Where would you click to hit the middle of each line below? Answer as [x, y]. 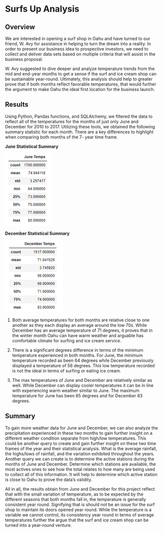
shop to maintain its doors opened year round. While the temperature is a [78, 510]
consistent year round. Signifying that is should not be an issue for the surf [80, 504]
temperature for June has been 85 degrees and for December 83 [77, 395]
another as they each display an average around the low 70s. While [79, 325]
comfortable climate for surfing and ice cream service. [67, 340]
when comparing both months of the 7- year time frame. [62, 137]
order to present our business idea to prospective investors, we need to [77, 49]
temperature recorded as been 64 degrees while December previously [83, 360]
